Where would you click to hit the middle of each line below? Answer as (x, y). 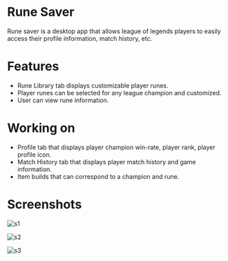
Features (33, 67)
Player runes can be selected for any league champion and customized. (119, 93)
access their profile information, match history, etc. (80, 38)
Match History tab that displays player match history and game (106, 162)
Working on (41, 128)
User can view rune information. (63, 100)
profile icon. (34, 154)
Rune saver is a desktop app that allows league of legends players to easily (114, 31)
